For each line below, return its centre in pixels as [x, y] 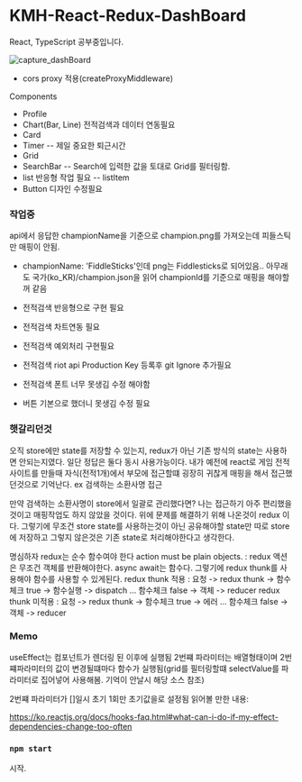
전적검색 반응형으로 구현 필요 [73, 308]
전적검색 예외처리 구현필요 [69, 346]
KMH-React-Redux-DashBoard [128, 16]
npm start [31, 748]
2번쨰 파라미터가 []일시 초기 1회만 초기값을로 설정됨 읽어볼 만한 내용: [129, 698]
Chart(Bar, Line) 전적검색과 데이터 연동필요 [99, 124]
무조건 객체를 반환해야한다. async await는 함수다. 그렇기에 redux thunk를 [148, 568]
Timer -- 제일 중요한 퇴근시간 [74, 145]
